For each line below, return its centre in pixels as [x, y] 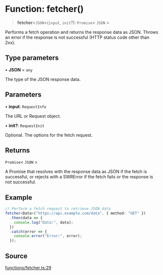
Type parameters [32, 58]
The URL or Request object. [33, 116]
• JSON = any [19, 70]
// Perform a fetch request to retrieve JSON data [58, 209]
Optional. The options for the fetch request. [49, 135]
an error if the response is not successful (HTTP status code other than [77, 37]
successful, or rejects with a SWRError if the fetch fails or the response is [79, 177]
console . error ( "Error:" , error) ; [48, 236]
